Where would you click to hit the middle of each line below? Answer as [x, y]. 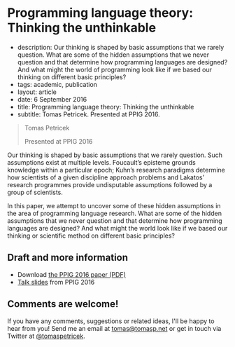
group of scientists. [35, 192]
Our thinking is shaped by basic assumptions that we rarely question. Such [115, 155]
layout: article [37, 92]
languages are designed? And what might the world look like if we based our [117, 228]
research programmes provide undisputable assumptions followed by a [110, 184]
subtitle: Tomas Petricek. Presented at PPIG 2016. [88, 114]
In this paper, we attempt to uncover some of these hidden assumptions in [114, 205]
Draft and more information [67, 258]
